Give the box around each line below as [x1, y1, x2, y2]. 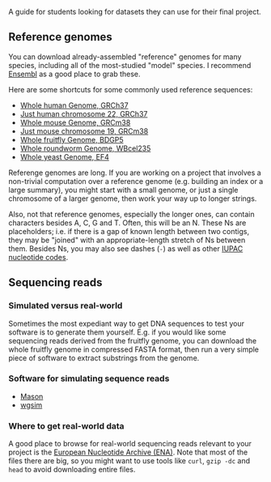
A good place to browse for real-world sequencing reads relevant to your [8, 439, 252, 449]
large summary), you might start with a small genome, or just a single [8, 185, 239, 194]
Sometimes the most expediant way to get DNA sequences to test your [8, 318, 245, 328]
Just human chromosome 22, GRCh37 [19, 109, 148, 118]
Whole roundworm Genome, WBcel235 [19, 143, 151, 153]
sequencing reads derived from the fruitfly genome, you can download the [8, 335, 257, 345]
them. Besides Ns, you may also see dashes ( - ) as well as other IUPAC [8, 243, 243, 254]
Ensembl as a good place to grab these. [8, 69, 141, 79]
